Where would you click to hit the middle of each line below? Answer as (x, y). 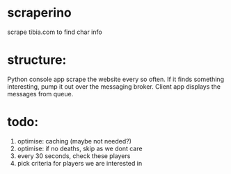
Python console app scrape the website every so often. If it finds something (116, 79)
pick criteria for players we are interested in (80, 163)
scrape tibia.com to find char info (55, 32)
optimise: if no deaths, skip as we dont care (80, 148)
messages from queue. (40, 94)
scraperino (39, 13)
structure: (37, 60)
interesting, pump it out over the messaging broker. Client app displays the (114, 86)
